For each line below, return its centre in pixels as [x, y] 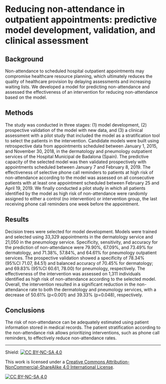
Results [17, 220]
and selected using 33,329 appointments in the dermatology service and [79, 237]
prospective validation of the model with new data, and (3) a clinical [74, 130]
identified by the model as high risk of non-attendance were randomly [76, 193]
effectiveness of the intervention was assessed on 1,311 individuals [73, 273]
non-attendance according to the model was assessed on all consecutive [80, 178]
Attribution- [118, 362]
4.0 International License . [88, 367]
